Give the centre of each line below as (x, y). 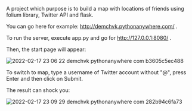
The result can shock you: (38, 90)
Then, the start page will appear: (46, 49)
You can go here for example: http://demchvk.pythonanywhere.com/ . (92, 26)
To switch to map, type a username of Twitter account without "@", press (96, 72)
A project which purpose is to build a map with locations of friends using (95, 9)
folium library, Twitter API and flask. (50, 15)
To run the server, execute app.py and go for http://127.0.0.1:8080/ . (89, 38)
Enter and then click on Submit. (45, 79)
